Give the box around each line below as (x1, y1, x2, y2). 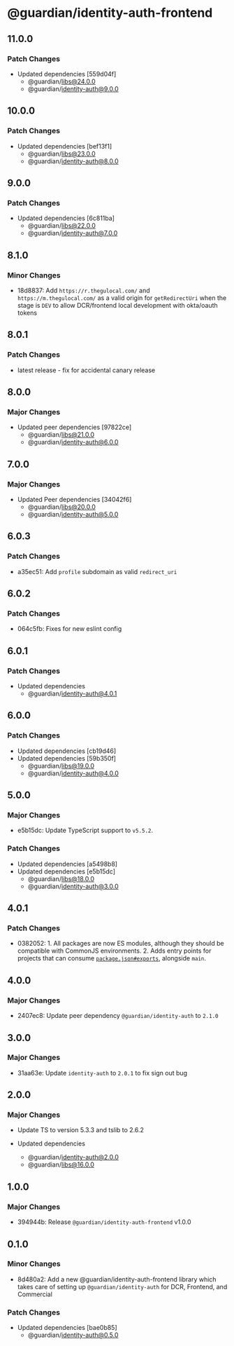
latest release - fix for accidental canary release (17, 366, 156, 374)
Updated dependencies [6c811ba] (17, 214, 115, 222)
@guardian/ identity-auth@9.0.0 (27, 84, 119, 93)
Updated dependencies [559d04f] (17, 69, 117, 78)
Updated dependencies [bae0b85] (17, 1324, 117, 1332)
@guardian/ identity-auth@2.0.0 (27, 1153, 119, 1162)
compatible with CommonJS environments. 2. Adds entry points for (17, 946, 212, 955)
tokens (17, 308, 37, 317)
